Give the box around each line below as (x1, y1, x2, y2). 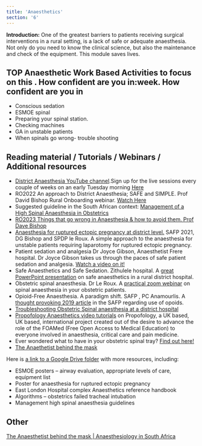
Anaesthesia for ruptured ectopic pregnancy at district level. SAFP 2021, (14, 228, 195, 236)
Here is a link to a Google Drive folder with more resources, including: (6, 356, 179, 363)
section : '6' (6, 14, 39, 20)
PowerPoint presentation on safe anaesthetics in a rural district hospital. (14, 274, 194, 281)
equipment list (14, 374, 51, 381)
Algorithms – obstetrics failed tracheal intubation (14, 393, 136, 400)
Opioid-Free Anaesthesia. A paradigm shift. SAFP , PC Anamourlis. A (14, 293, 186, 300)
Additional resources (6, 161, 87, 172)
